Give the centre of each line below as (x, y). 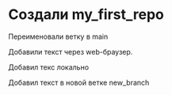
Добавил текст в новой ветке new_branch (79, 82)
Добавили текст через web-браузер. (71, 51)
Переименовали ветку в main (58, 36)
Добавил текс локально (49, 67)
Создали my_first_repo (86, 15)
